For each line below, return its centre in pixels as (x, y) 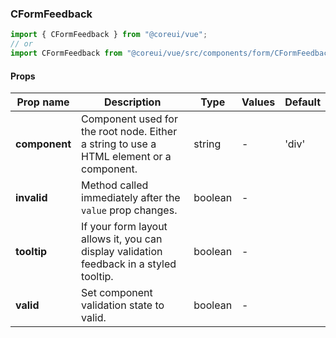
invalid (31, 198)
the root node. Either (129, 132)
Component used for (129, 119)
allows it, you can (122, 239)
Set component (117, 293)
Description (132, 102)
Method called (115, 185)
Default (302, 102)
